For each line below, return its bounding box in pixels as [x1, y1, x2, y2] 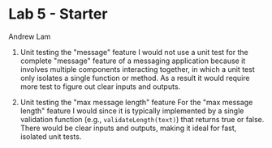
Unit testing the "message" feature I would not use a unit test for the [19, 47, 249, 57]
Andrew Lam [8, 32, 51, 41]
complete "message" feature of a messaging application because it [19, 56, 246, 66]
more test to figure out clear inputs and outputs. [19, 82, 181, 91]
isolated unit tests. [19, 131, 82, 142]
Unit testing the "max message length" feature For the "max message [19, 97, 253, 107]
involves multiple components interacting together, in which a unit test [19, 64, 255, 74]
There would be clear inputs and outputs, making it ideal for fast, [19, 123, 237, 133]
